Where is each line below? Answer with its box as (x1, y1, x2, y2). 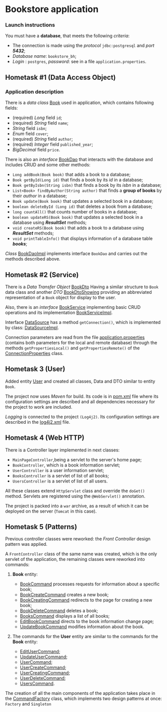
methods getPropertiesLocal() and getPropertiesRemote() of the (5, 345, 140, 351)
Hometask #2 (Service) (5, 270, 79, 279)
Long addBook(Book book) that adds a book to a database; (12, 172, 131, 178)
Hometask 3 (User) (5, 365, 65, 374)
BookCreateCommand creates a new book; (19, 591, 109, 598)
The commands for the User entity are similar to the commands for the (12, 634, 158, 640)
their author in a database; (12, 193, 67, 199)
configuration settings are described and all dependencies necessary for (5, 398, 155, 405)
